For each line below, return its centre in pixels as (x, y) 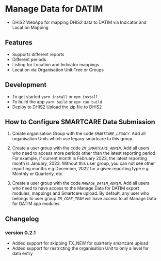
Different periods (29, 59)
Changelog (22, 219)
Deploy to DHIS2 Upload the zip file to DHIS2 (57, 107)
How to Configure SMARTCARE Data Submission (80, 122)
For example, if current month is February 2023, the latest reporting (80, 159)
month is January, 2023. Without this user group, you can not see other (83, 163)
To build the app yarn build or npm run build (57, 101)
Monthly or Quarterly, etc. (38, 174)
